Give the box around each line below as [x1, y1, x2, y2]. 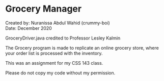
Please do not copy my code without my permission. [5, 69, 116, 76]
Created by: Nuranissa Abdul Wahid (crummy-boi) [5, 20, 111, 26]
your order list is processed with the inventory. [5, 50, 103, 56]
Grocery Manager [5, 3, 82, 15]
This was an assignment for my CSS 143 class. [5, 60, 103, 66]
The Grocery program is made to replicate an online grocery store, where [5, 45, 159, 51]
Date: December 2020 [5, 25, 52, 31]
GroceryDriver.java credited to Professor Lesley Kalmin [5, 35, 121, 41]
